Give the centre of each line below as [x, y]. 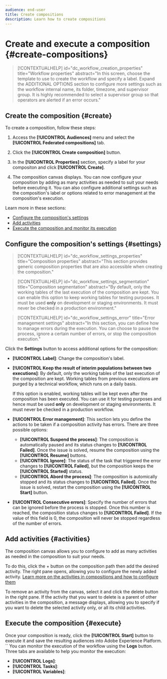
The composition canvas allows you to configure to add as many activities [81, 551]
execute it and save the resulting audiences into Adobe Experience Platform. [83, 641]
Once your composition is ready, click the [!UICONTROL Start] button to [79, 635]
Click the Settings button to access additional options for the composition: [82, 348]
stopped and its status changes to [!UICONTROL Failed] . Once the [88, 482]
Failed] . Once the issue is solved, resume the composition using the [89, 450]
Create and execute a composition [78, 44]
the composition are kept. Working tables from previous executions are [85, 378]
